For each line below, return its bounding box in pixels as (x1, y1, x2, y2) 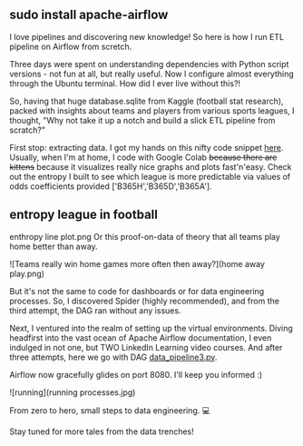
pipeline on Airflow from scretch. (9, 41, 132, 52)
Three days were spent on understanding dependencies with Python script (9, 58, 289, 69)
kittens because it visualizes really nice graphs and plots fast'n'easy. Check (9, 161, 292, 172)
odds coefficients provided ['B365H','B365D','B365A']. (9, 181, 212, 192)
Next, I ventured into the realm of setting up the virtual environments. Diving (9, 322, 293, 333)
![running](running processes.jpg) (9, 386, 136, 398)
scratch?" (9, 124, 45, 135)
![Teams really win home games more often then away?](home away (9, 258, 266, 269)
